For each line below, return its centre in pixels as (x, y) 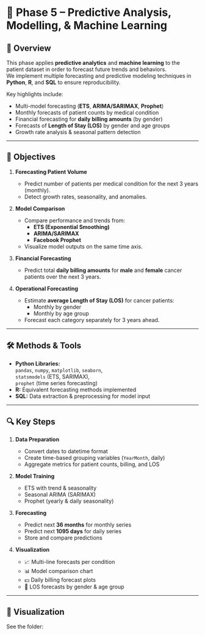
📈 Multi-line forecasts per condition (70, 562)
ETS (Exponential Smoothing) (71, 227)
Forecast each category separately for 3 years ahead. (92, 320)
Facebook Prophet (57, 240)
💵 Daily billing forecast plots (60, 580)
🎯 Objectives (31, 157)
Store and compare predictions (63, 538)
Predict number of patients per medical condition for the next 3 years (111, 184)
